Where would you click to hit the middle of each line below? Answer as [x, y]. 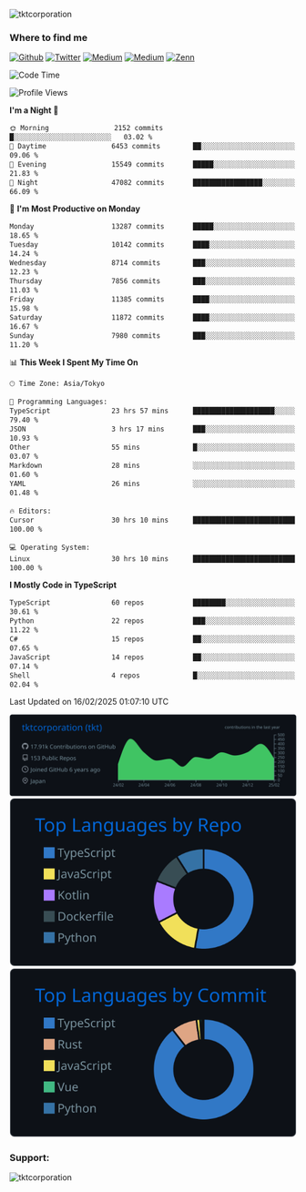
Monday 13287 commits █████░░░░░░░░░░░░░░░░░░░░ [153, 227]
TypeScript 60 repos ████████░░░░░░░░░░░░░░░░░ [153, 603]
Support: [30, 1157]
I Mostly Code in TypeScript [63, 585]
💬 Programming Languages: [58, 402]
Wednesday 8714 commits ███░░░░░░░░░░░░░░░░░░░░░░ [153, 263]
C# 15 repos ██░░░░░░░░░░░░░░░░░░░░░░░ [153, 639]
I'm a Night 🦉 [34, 110]
